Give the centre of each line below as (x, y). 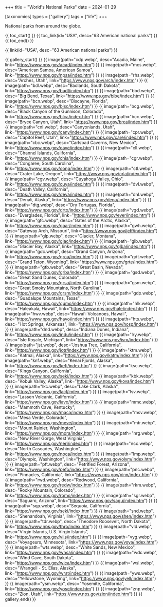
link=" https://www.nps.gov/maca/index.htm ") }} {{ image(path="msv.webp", (81, 412)
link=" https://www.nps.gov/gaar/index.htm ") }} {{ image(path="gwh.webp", (81, 226)
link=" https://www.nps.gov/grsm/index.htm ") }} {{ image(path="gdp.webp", (81, 293)
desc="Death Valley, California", (37, 189)
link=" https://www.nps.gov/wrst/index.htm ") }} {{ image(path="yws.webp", (80, 573)
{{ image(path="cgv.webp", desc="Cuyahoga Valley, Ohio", (64, 179)
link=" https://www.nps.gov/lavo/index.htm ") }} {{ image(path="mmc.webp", (81, 402)
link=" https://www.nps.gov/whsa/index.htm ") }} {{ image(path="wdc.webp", (81, 552)
